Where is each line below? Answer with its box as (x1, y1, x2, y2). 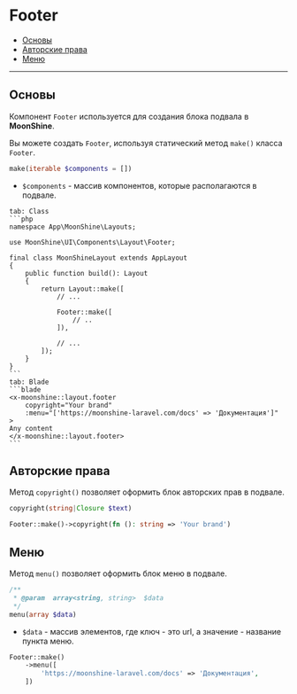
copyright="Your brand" (25, 401, 113, 409)
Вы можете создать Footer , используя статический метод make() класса (9, 137, 283, 148)
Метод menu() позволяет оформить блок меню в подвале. (9, 568, 227, 579)
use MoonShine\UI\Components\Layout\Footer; (9, 238, 176, 246)
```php (9, 214, 34, 223)
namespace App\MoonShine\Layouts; (9, 222, 137, 231)
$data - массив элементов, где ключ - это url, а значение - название (21, 626, 281, 636)
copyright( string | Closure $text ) (9, 504, 133, 513)
